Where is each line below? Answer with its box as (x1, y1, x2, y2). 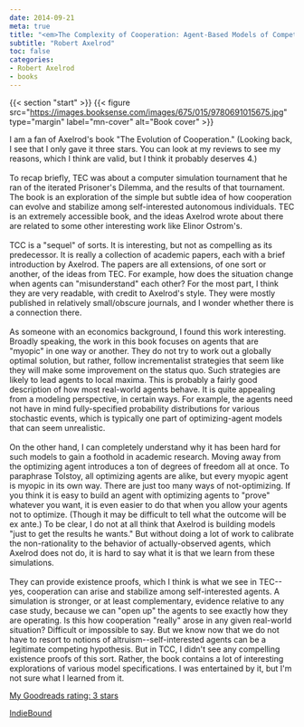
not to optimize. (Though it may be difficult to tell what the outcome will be (9, 509, 287, 520)
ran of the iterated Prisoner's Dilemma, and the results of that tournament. (9, 182, 285, 193)
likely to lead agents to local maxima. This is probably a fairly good (9, 374, 258, 385)
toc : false (9, 47, 51, 56)
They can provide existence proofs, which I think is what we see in (9, 576, 258, 587)
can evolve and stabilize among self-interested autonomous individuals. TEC (9, 201, 295, 212)
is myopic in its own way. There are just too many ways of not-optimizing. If (9, 480, 291, 491)
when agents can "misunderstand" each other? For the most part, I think (9, 278, 279, 289)
